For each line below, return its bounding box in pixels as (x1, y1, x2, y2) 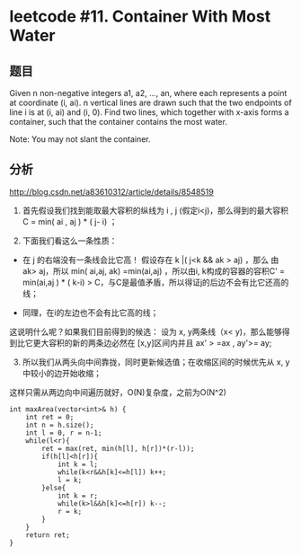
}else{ (41, 483, 66, 492)
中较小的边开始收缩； (22, 367, 102, 378)
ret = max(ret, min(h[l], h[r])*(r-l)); (41, 444, 195, 453)
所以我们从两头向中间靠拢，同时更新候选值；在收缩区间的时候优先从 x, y (22, 357, 290, 367)
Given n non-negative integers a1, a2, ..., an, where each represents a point (9, 88, 288, 98)
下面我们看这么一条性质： (22, 235, 118, 246)
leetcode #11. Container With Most (9, 6, 271, 27)
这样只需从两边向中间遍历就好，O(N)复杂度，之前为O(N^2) (9, 386, 227, 397)
